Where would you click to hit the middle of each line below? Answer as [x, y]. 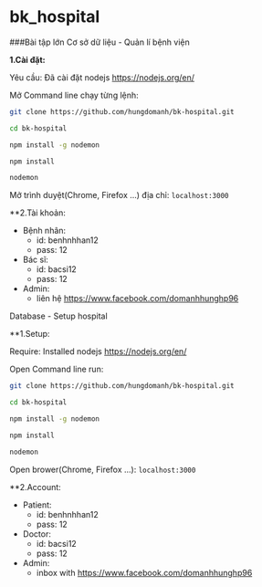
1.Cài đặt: [27, 59]
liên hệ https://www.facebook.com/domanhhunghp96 [137, 299]
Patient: [37, 505]
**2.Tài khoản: [38, 213]
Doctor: [37, 534]
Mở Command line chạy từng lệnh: [74, 95]
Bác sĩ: [35, 260]
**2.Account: [35, 487]
